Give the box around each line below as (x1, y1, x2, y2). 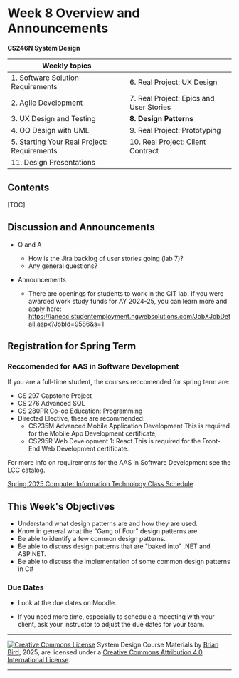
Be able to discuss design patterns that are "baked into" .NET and (17, 542, 211, 550)
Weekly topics (41, 61, 92, 71)
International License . (7, 656, 71, 664)
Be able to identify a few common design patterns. (17, 535, 166, 543)
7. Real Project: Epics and (129, 93, 215, 103)
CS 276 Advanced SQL (17, 399, 85, 408)
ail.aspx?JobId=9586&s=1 (28, 319, 105, 328)
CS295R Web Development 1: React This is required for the (28, 437, 201, 446)
